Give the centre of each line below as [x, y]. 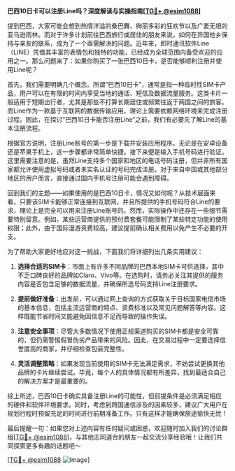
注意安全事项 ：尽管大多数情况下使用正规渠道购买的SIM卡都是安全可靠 [118, 331]
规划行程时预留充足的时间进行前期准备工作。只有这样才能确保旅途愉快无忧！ [117, 413]
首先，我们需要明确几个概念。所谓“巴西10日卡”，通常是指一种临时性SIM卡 [114, 84]
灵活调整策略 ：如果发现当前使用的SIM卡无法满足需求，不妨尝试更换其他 [121, 364]
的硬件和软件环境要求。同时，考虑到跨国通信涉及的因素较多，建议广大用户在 [117, 405]
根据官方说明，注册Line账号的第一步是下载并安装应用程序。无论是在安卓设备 [117, 143]
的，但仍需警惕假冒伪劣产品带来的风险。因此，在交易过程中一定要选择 [119, 340]
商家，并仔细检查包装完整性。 [85, 349]
